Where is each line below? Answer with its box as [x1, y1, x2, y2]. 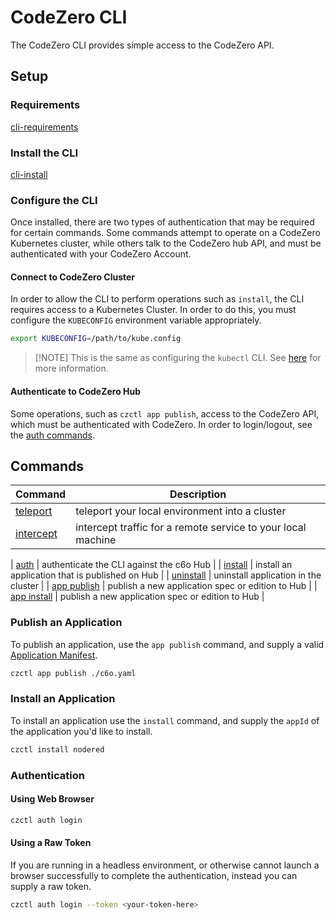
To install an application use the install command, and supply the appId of [10, 714, 320, 726]
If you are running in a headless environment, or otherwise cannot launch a [10, 859, 320, 871]
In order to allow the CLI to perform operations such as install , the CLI [10, 293, 305, 305]
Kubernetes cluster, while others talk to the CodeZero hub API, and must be [10, 237, 322, 250]
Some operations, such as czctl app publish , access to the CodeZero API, [10, 407, 320, 420]
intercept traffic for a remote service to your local [75, 521, 307, 535]
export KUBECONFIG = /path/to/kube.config [10, 334, 182, 344]
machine [75, 533, 117, 547]
